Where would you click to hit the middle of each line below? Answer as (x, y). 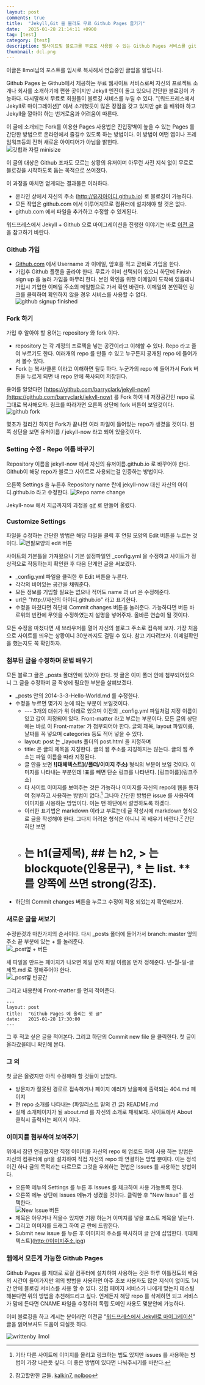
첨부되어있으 (180, 675)
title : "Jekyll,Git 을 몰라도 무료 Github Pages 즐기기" (76, 23)
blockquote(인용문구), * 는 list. (100, 868)
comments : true (26, 18)
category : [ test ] (28, 40)
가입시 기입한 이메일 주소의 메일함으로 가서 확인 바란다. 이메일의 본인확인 (101, 287)
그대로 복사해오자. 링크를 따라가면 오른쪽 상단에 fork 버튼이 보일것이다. (90, 405)
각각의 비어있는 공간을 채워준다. (52, 584)
